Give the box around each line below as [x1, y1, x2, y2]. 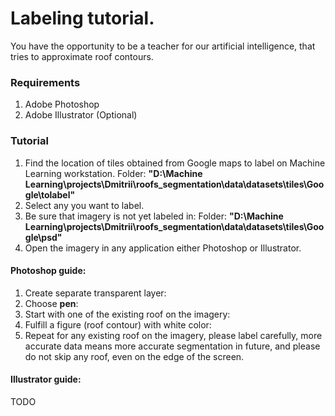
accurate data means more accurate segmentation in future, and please [24, 340, 321, 352]
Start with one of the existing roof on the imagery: [24, 308, 231, 320]
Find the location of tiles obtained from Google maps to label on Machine [24, 157, 326, 169]
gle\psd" [24, 231, 63, 243]
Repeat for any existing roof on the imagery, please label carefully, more [24, 329, 323, 341]
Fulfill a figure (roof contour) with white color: [24, 318, 212, 331]
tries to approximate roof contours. [10, 50, 154, 62]
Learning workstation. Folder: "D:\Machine [24, 167, 203, 179]
